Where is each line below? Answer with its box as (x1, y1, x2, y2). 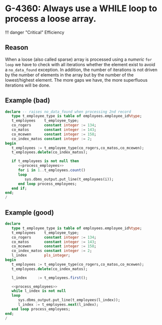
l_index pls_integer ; (11, 253, 70, 258)
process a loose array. (5, 13, 97, 24)
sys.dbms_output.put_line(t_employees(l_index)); (17, 298, 120, 303)
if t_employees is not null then (11, 159, 79, 163)
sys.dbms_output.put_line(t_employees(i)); (24, 177, 114, 181)
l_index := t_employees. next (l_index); (17, 302, 98, 307)
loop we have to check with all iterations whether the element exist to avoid (5, 61, 155, 67)
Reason (5, 43, 29, 52)
